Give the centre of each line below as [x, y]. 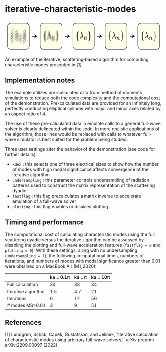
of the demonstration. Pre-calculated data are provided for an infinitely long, [83, 103]
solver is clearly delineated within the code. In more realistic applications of [83, 129]
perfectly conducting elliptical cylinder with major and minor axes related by [83, 108]
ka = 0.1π [60, 277]
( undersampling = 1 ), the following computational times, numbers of [75, 255]
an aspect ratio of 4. [26, 114]
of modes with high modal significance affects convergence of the [80, 169]
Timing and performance [44, 222]
